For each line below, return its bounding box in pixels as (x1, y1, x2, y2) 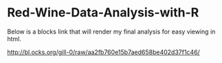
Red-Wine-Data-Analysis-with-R (7, 5, 199, 21)
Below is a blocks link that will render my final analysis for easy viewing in (7, 27, 216, 36)
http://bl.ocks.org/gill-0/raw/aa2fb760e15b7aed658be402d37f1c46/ (7, 48, 201, 56)
